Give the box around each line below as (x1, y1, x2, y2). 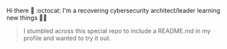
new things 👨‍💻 (6, 14, 47, 22)
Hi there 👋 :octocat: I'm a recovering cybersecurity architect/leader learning (6, 7, 221, 14)
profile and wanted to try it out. (23, 34, 111, 42)
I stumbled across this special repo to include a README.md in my (23, 27, 211, 35)
